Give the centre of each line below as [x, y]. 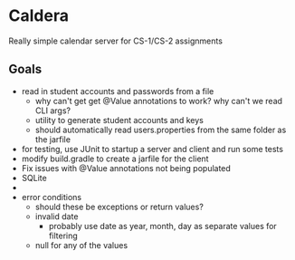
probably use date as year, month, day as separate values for [162, 226]
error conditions [52, 197]
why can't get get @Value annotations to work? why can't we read [158, 101]
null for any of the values [81, 245]
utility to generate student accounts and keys [119, 120]
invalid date [57, 216]
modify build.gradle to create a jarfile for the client [115, 159]
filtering [63, 236]
